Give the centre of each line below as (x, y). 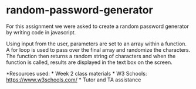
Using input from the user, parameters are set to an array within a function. (96, 44)
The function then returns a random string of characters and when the (91, 56)
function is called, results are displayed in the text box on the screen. (89, 62)
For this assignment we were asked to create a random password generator (97, 26)
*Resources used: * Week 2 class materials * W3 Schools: (77, 73)
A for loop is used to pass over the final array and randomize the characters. (98, 49)
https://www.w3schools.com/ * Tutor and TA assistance (74, 80)
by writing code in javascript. (41, 32)
